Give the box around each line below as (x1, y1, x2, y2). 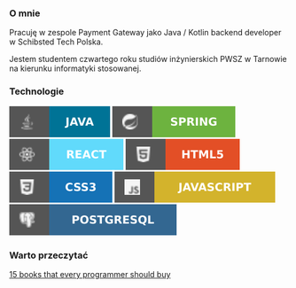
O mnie (9, 7, 41, 19)
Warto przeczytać (9, 249, 89, 261)
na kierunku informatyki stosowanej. (9, 63, 142, 74)
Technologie (9, 85, 65, 97)
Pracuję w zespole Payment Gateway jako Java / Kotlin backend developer (9, 27, 282, 38)
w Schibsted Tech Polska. (9, 36, 104, 47)
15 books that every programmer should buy (9, 269, 171, 279)
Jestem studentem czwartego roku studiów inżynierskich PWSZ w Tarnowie (9, 54, 288, 65)
